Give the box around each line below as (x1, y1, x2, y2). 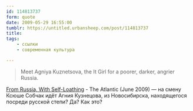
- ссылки (16, 42, 38, 48)
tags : (6, 36, 19, 42)
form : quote (6, 14, 35, 20)
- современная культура (16, 47, 75, 53)
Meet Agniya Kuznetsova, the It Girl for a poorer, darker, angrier (20, 68, 175, 75)
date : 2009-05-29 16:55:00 (6, 19, 72, 25)
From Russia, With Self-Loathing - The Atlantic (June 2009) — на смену (6, 86, 181, 93)
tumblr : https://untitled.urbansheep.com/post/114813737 (6, 25, 149, 31)
